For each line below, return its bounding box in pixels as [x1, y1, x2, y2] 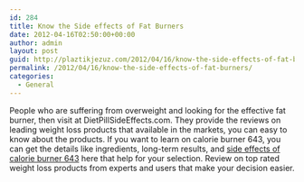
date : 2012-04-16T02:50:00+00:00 [9, 30, 136, 39]
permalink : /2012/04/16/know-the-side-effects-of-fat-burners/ [9, 64, 253, 73]
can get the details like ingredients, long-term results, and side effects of [9, 143, 280, 154]
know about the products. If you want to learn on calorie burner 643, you [9, 133, 281, 144]
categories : [9, 72, 54, 81]
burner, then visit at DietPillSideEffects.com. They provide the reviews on [9, 114, 281, 125]
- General [17, 80, 54, 89]
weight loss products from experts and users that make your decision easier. [9, 162, 295, 173]
